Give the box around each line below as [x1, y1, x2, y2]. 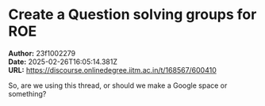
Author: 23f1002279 [8, 48, 76, 58]
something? [8, 89, 47, 98]
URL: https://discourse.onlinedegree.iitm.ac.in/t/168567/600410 [8, 65, 217, 74]
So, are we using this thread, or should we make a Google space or [8, 81, 228, 90]
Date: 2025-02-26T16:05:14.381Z [8, 57, 117, 66]
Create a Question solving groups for [8, 6, 257, 24]
